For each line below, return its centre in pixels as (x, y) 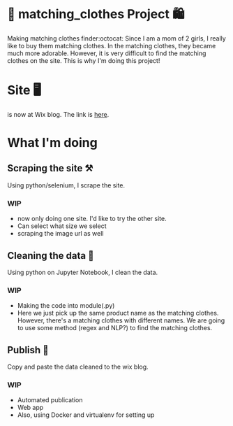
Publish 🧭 (28, 350)
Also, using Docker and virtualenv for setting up (86, 415)
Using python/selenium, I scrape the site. (66, 185)
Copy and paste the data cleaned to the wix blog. (78, 367)
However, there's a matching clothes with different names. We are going (121, 320)
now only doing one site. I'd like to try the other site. (92, 219)
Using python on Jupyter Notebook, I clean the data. (83, 272)
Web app (30, 408)
